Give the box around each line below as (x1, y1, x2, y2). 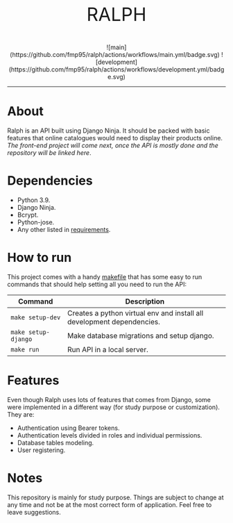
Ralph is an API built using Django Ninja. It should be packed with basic (7, 126, 210, 135)
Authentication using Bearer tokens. (17, 424, 120, 432)
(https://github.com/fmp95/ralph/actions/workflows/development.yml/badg (8, 65, 225, 74)
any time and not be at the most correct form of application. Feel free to (7, 500, 212, 508)
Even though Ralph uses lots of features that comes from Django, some (7, 395, 212, 404)
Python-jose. (17, 217, 55, 226)
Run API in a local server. (67, 344, 149, 354)
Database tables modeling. (17, 438, 94, 447)
